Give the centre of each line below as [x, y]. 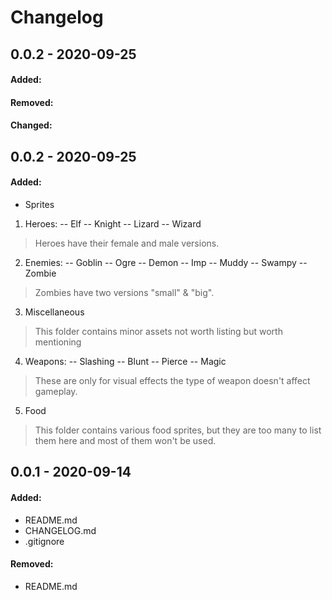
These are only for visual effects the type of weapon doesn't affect [172, 380]
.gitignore [44, 541]
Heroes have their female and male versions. [127, 243]
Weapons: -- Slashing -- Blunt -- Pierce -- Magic [125, 361]
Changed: [31, 125]
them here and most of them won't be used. [125, 440]
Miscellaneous [54, 312]
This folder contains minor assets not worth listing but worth [158, 331]
